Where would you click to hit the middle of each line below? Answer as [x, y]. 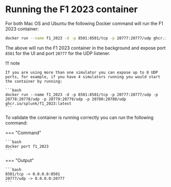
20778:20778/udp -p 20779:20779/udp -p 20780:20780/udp [66, 99]
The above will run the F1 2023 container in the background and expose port [85, 48]
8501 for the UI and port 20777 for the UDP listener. [58, 53]
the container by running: [34, 81]
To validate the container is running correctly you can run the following [79, 117]
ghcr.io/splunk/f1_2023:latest [38, 103]
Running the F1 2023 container [72, 9]
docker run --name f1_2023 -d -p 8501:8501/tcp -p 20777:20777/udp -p [82, 95]
